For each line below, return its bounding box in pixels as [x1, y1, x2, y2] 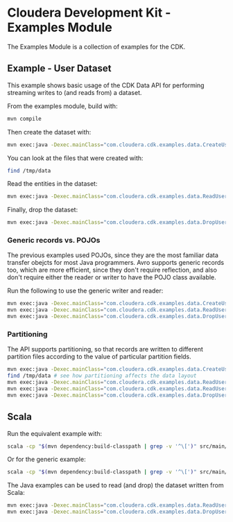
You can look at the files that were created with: [7, 154, 144, 162]
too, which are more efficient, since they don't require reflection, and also [7, 266, 217, 275]
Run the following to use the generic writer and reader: [7, 286, 164, 295]
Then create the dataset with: [7, 128, 92, 136]
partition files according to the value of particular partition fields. [7, 352, 192, 361]
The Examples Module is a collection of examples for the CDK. [7, 42, 186, 51]
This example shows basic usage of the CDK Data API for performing [7, 81, 205, 89]
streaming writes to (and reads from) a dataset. [7, 88, 142, 96]
